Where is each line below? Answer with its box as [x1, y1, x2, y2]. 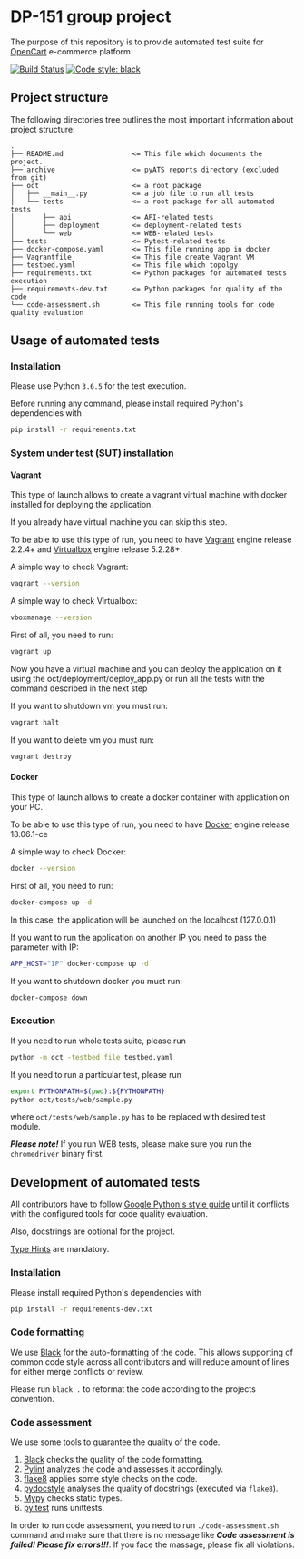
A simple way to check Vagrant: [10, 561, 129, 573]
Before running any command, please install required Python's [10, 398, 244, 409]
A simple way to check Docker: [10, 846, 126, 857]
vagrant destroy [10, 752, 72, 761]
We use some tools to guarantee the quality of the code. [10, 1436, 221, 1447]
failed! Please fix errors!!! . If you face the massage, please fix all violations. [10, 1539, 295, 1550]
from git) [10, 173, 48, 183]
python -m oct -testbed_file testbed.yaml [10, 1052, 173, 1061]
